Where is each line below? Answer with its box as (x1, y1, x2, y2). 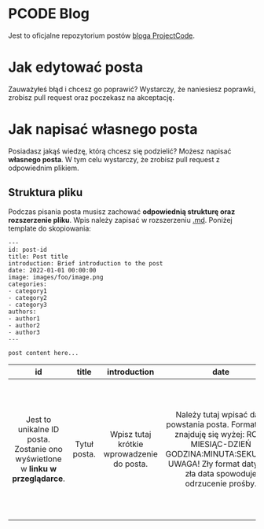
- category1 (8, 287, 47, 295)
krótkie (117, 438, 144, 449)
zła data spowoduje (185, 468, 257, 479)
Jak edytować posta (8, 58, 144, 76)
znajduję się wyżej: (174, 428, 245, 439)
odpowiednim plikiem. (8, 163, 80, 172)
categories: (8, 280, 47, 288)
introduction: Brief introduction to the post (8, 259, 163, 268)
